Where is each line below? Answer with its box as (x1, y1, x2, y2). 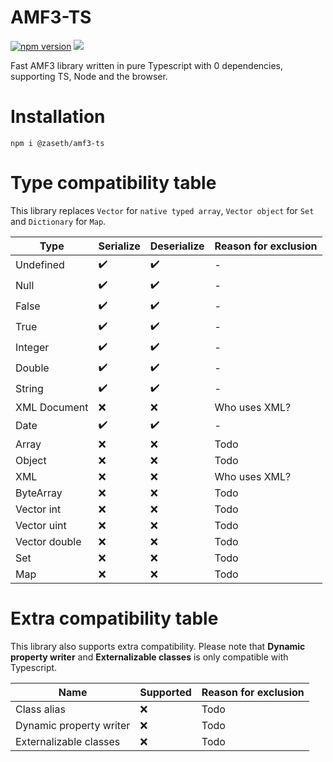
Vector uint (15, 518, 67, 532)
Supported (139, 685, 192, 699)
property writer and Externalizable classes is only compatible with (10, 651, 289, 663)
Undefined (15, 258, 65, 272)
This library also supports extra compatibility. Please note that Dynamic (10, 640, 306, 652)
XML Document (15, 400, 89, 414)
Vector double (15, 534, 82, 548)
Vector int (15, 502, 62, 516)
